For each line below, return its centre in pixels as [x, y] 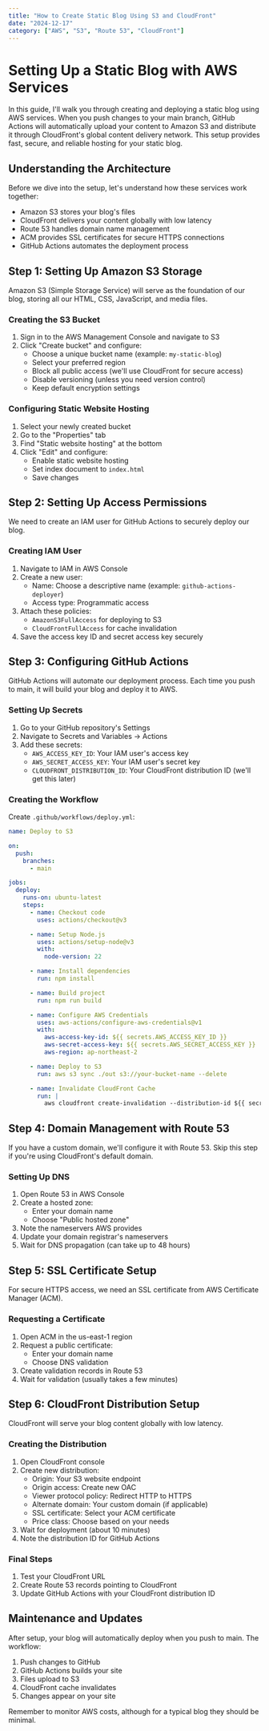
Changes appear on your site [68, 1696]
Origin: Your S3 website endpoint [86, 1479]
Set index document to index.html [88, 468]
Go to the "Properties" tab [63, 435]
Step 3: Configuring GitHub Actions [99, 662]
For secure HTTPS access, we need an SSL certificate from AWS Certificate [133, 1290]
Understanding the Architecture [90, 169]
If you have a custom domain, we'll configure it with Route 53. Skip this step [133, 1148]
